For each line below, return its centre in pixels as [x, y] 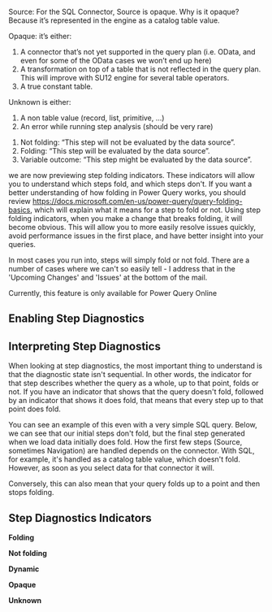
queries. [22, 244]
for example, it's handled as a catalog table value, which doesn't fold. [125, 459]
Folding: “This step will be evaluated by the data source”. [115, 151]
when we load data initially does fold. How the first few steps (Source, [125, 442]
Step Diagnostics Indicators [80, 518]
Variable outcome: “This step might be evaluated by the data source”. [136, 159]
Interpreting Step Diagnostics [84, 346]
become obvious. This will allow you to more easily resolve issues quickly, [132, 227]
